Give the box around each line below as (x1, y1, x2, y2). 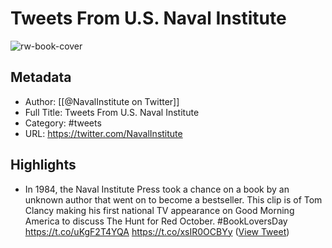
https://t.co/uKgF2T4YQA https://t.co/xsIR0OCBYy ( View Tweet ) (24, 225, 290, 237)
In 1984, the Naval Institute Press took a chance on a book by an (24, 183, 290, 195)
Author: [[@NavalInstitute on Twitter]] (24, 95, 180, 107)
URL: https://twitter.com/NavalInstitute (24, 127, 183, 139)
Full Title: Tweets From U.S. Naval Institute (24, 106, 200, 118)
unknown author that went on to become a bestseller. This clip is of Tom (24, 193, 323, 206)
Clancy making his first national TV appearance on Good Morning (24, 204, 295, 216)
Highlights (10, 157, 77, 174)
